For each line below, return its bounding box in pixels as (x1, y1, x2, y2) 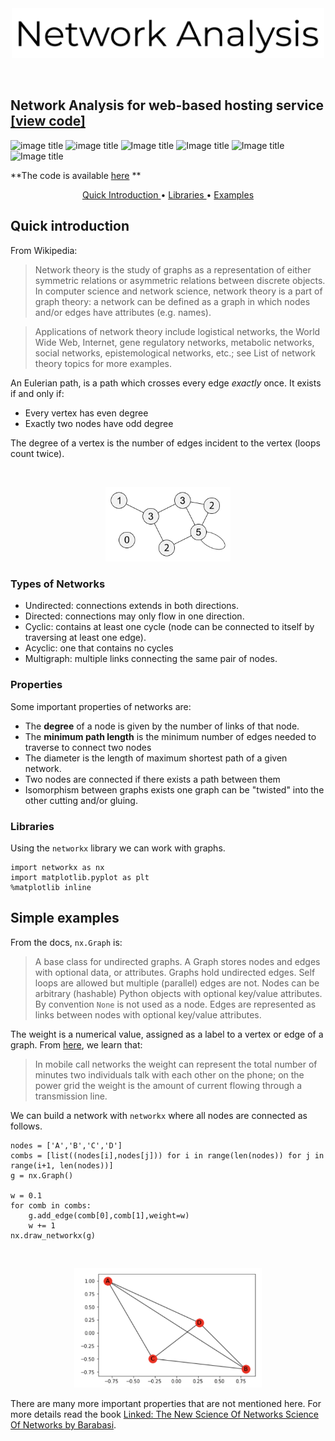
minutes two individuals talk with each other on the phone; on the (34, 1068, 305, 1081)
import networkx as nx (10, 863, 105, 873)
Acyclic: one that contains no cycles (24, 642, 174, 654)
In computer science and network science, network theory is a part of (34, 285, 323, 297)
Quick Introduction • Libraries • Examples (81, 188, 255, 201)
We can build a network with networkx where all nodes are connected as (10, 1109, 308, 1121)
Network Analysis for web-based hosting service (10, 97, 325, 114)
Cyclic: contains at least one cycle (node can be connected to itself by (24, 621, 315, 633)
